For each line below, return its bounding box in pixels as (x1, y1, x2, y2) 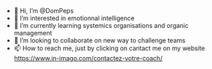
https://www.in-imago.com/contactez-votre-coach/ (13, 54, 163, 62)
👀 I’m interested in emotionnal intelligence (13, 14, 135, 22)
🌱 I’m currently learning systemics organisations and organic (13, 22, 189, 29)
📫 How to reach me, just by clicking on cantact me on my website (13, 44, 205, 52)
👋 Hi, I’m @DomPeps (13, 7, 74, 15)
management (13, 29, 52, 37)
